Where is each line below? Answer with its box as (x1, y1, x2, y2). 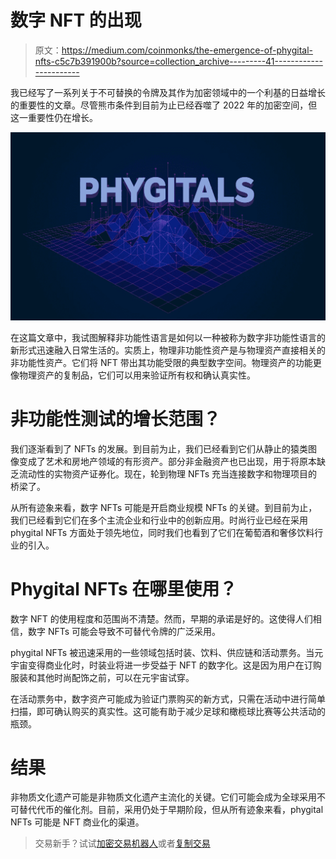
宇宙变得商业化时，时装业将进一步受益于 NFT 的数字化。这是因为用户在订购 (10, 659, 322, 671)
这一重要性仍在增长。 (10, 111, 98, 123)
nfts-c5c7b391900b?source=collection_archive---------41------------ (34, 55, 323, 67)
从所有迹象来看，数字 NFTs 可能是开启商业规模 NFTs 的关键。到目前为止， (10, 501, 318, 513)
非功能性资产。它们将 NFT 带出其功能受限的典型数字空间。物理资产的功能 (10, 356, 313, 368)
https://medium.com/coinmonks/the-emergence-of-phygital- (61, 44, 313, 56)
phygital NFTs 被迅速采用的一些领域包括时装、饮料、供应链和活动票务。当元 (10, 646, 324, 658)
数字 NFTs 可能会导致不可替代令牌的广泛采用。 (27, 625, 222, 637)
